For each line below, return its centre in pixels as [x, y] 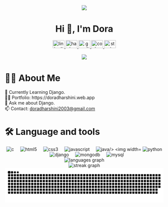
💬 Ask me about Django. [30, 102]
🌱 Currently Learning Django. [35, 92]
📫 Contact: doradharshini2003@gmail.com [50, 109]
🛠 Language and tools [52, 132]
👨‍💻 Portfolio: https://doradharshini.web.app [50, 97]
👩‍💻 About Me [33, 78]
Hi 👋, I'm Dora [84, 29]
